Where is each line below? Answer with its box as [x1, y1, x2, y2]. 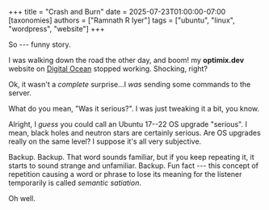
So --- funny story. [8, 40, 71, 49]
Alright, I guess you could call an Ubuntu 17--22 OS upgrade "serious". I [8, 120, 248, 128]
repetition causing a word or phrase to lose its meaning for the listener [8, 170, 242, 178]
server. [8, 88, 32, 98]
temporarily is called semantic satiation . [8, 178, 141, 187]
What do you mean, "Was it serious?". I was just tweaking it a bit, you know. [8, 104, 260, 113]
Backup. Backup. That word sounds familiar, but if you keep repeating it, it [8, 153, 254, 162]
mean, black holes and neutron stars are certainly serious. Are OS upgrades [8, 128, 261, 137]
